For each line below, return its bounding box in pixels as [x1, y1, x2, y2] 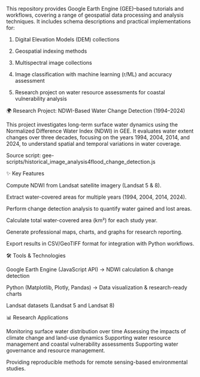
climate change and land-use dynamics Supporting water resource [6, 334, 171, 341]
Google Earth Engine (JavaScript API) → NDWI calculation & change [6, 266, 174, 273]
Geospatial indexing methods [14, 47, 87, 55]
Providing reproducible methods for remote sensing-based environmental [6, 358, 188, 366]
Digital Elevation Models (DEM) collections [14, 36, 120, 43]
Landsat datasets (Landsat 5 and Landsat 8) [6, 302, 115, 309]
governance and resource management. [6, 347, 105, 354]
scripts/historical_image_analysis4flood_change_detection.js [6, 158, 156, 165]
